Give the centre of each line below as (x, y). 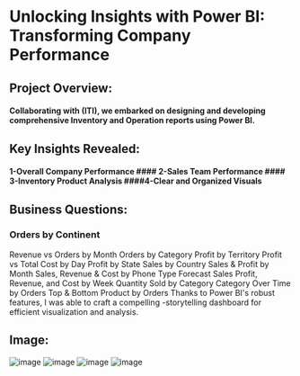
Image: (29, 340)
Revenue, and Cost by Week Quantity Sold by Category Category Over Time (150, 283)
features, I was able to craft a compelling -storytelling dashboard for (136, 302)
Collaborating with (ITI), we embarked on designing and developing (138, 111)
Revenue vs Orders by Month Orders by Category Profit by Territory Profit (146, 255)
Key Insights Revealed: (75, 149)
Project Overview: (61, 88)
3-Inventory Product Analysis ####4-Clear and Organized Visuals (136, 181)
